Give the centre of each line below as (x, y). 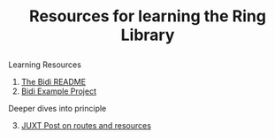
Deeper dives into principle (57, 109)
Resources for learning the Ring (148, 16)
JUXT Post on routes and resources (86, 126)
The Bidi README (53, 82)
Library (148, 35)
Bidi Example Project (58, 91)
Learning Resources (45, 65)
